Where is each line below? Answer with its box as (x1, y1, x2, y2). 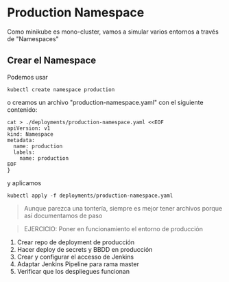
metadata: (7, 137, 36, 143)
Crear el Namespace (7, 55, 97, 67)
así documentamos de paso (23, 211, 103, 220)
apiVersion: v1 (7, 125, 51, 132)
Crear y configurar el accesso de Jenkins (16, 252, 134, 261)
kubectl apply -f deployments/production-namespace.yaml (7, 192, 173, 199)
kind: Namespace (7, 130, 53, 138)
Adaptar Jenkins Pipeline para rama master (16, 259, 139, 268)
